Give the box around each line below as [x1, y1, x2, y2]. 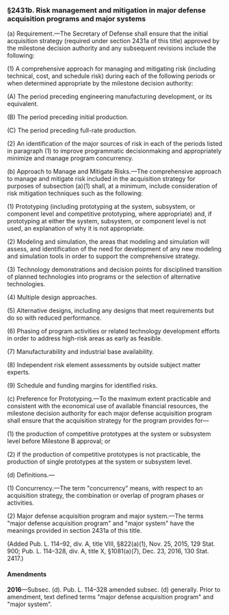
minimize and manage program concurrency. [7, 154, 134, 162]
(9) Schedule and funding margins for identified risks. [7, 381, 158, 390]
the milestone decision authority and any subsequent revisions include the [7, 44, 217, 53]
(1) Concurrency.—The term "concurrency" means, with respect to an [7, 484, 203, 492]
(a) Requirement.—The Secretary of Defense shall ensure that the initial [7, 29, 208, 38]
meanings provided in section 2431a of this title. [7, 527, 142, 535]
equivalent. [7, 100, 39, 108]
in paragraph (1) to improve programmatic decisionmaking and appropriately [7, 147, 222, 155]
